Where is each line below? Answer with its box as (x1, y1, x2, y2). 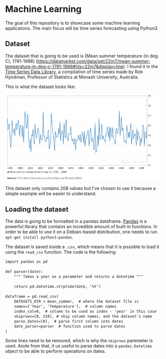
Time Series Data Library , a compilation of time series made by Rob (5, 69, 143, 75)
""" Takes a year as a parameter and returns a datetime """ (14, 274, 143, 279)
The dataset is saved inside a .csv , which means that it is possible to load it (5, 244, 160, 250)
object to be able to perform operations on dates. (5, 348, 106, 354)
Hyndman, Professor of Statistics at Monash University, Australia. (5, 74, 139, 80)
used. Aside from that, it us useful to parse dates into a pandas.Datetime (5, 343, 152, 349)
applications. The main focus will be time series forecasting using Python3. (5, 25, 159, 31)
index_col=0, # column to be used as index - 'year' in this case (14, 309, 157, 314)
